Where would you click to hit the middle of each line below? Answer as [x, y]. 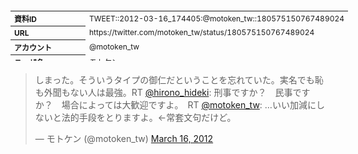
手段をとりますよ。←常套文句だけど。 [157, 117]
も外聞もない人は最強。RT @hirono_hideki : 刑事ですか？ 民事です [172, 92]
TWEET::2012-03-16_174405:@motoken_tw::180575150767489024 [217, 18]
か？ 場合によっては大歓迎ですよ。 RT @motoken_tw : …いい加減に [175, 105]
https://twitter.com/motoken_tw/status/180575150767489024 [202, 32]
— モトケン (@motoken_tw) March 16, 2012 [124, 138]
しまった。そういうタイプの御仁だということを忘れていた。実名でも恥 [179, 80]
